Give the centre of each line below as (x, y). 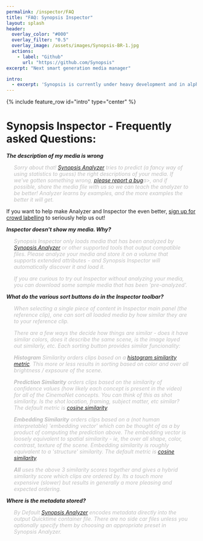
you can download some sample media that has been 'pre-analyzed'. (101, 285)
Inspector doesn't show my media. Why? (59, 230)
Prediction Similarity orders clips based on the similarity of (88, 382)
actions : (23, 51)
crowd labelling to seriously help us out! (56, 218)
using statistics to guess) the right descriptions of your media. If (94, 174)
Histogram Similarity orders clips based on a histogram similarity (95, 358)
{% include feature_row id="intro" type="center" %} (71, 102)
